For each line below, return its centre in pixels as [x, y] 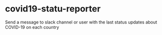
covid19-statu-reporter [53, 9]
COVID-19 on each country [32, 27]
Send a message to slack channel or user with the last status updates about [81, 22]
